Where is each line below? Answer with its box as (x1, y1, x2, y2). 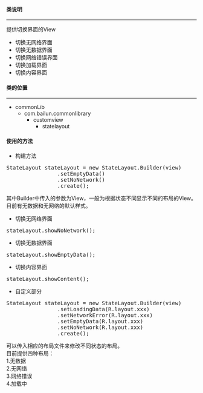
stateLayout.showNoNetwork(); (6, 227, 96, 234)
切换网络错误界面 (14, 54, 58, 61)
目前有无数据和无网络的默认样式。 (6, 202, 91, 209)
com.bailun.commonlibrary (24, 110, 91, 117)
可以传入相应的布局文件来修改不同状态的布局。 (6, 342, 123, 349)
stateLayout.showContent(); (6, 276, 89, 282)
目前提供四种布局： (6, 349, 54, 357)
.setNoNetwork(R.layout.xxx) (57, 324, 144, 331)
